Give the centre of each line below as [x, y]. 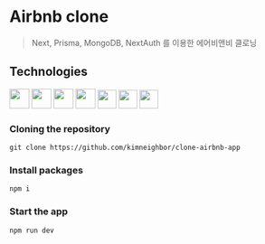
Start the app [39, 211]
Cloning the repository [60, 128]
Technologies [49, 72]
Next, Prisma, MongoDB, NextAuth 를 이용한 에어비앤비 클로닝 [144, 42]
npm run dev [32, 230]
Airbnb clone [59, 17]
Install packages [47, 170]
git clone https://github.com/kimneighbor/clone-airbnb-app [125, 148]
